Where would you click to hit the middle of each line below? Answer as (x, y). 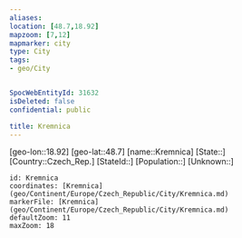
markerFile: (32, 202)
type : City (30, 52)
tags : (19, 60)
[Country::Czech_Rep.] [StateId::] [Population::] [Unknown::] (121, 162)
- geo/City (30, 69)
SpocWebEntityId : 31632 (54, 93)
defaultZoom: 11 (40, 218)
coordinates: (34, 186)
